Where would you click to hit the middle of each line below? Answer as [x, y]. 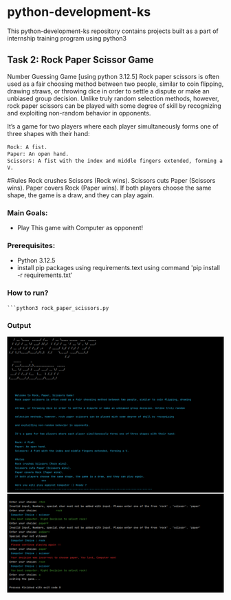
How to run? [28, 293]
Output [19, 325]
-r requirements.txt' [45, 275]
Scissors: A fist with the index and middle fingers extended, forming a [115, 161]
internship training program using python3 [67, 38]
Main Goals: [27, 212]
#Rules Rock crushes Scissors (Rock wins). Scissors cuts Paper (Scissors [111, 180]
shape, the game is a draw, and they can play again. [81, 195]
